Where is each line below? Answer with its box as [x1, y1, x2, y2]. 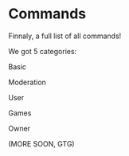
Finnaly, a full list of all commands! [8, 31, 122, 41]
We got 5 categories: [8, 46, 77, 56]
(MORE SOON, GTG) [8, 138, 75, 148]
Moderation [8, 77, 46, 87]
